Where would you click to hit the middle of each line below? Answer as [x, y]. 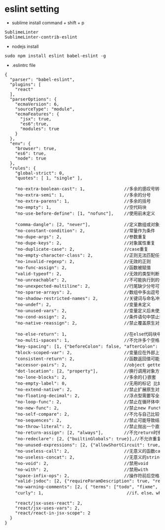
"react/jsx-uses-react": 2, [49, 503]
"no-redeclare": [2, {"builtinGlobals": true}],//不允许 [84, 439]
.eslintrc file [24, 65]
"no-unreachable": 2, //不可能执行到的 [87, 280]
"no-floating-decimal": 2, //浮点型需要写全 [87, 396]
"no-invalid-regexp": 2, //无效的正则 [83, 261]
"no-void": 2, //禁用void [82, 463]
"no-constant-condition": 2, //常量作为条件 [85, 231]
